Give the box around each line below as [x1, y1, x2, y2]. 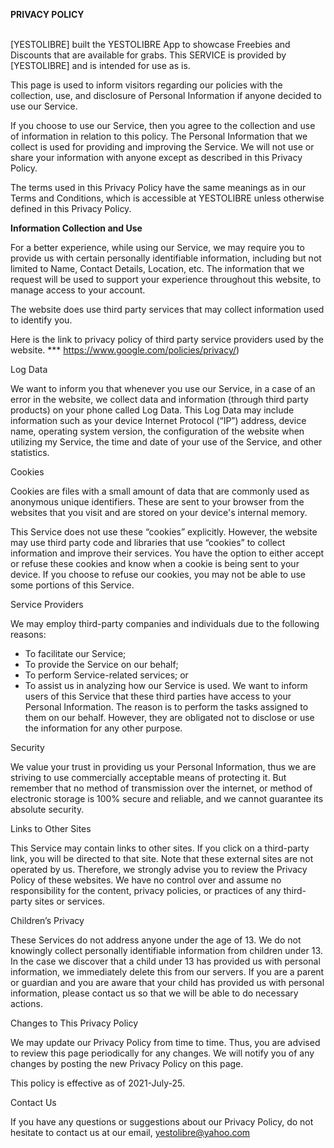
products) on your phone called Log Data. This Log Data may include [10, 404, 295, 416]
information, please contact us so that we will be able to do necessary [10, 987, 299, 999]
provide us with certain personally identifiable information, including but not [10, 252, 322, 264]
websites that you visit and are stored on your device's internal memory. [10, 507, 308, 518]
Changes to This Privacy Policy [10, 1017, 139, 1029]
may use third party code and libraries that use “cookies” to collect [10, 537, 286, 548]
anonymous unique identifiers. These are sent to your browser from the [10, 496, 305, 508]
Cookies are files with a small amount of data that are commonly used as [10, 485, 310, 497]
